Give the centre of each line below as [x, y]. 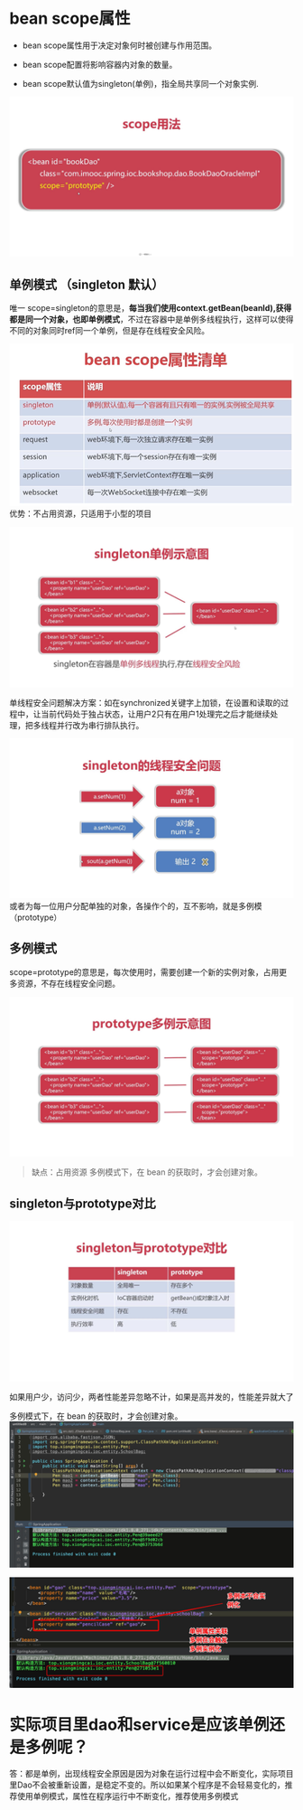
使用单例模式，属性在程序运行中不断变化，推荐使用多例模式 [128, 1796]
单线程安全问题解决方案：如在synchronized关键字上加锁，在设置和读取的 [145, 702]
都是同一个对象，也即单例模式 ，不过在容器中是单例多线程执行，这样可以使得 [151, 319]
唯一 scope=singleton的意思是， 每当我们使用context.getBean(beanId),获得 [151, 308]
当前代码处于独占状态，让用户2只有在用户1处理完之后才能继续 [155, 714]
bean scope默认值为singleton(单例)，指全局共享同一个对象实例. [140, 83]
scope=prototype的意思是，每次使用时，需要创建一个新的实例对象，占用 [144, 971]
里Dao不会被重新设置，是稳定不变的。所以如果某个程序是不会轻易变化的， [147, 1785]
